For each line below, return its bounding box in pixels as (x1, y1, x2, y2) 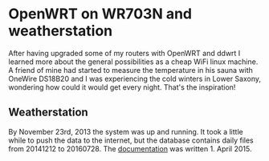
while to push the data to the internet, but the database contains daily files (8, 135, 255, 145)
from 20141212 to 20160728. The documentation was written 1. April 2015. (8, 143, 252, 153)
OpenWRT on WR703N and (8, 5, 193, 23)
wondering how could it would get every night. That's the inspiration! (8, 82, 236, 92)
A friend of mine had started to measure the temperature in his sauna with (8, 65, 253, 74)
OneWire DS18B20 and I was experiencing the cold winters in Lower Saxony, (8, 74, 262, 83)
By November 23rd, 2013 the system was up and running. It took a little (8, 127, 243, 136)
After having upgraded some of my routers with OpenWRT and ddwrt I (8, 48, 241, 58)
